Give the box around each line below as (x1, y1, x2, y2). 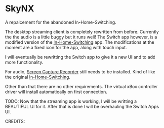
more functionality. (5, 59, 43, 65)
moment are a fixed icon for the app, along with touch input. (5, 44, 127, 50)
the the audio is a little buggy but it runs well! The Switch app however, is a (5, 34, 157, 40)
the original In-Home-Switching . (5, 74, 71, 80)
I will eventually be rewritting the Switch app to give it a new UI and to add (5, 54, 156, 60)
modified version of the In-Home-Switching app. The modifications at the (5, 39, 155, 45)
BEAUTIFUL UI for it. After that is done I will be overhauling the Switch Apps (5, 103, 159, 109)
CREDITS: (5, 118, 25, 124)
